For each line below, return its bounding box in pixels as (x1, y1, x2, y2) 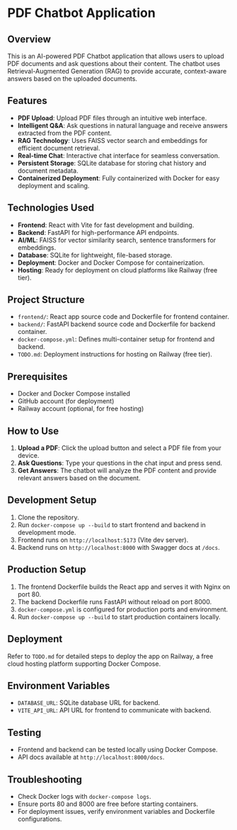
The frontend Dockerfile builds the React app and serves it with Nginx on (17, 582, 231, 591)
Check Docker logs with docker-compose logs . (17, 792, 151, 800)
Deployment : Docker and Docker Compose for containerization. (17, 258, 205, 267)
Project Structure (7, 294, 85, 306)
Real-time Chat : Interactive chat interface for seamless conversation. (17, 151, 221, 160)
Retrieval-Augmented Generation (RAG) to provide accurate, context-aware (7, 67, 227, 75)
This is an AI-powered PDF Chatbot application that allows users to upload (7, 52, 224, 60)
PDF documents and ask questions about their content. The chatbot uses (7, 59, 221, 68)
